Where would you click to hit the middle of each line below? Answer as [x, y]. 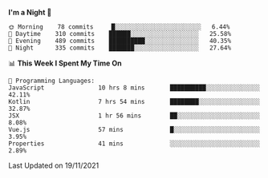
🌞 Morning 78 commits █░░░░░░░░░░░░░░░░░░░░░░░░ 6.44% [119, 27]
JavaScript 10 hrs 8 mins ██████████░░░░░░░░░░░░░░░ [134, 88]
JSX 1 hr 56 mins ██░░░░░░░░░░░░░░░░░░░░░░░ [134, 116]
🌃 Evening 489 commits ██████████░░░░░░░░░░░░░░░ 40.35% [120, 41]
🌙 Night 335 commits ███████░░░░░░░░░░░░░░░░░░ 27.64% [120, 48]
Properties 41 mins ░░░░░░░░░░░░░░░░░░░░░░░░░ [134, 144]
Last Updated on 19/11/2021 [54, 165]
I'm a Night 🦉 [30, 12]
